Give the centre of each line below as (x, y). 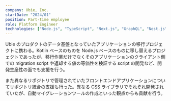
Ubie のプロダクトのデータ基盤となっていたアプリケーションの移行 (75, 44)
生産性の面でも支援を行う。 (38, 70)
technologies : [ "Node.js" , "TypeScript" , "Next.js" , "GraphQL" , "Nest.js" (86, 29)
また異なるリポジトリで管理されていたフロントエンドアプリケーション (79, 81)
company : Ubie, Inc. (27, 10)
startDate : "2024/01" (28, 15)
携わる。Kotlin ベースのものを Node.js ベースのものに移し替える (85, 50)
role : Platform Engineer (32, 24)
